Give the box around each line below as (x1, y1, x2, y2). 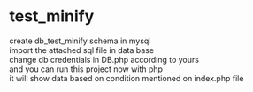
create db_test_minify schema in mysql (9, 35, 151, 46)
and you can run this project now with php (9, 64, 164, 74)
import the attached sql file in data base (9, 44, 155, 55)
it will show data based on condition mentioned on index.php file (9, 73, 244, 83)
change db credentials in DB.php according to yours (9, 54, 199, 65)
